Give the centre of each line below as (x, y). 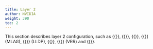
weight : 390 (17, 18)
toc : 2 (12, 23)
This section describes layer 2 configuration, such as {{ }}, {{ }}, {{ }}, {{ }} (77, 37)
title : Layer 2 (20, 9)
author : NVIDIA (20, 14)
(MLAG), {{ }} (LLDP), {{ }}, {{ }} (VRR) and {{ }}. (50, 42)
